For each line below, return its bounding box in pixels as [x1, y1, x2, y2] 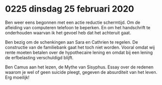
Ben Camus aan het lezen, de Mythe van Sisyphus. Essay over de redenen [5, 64, 154, 70]
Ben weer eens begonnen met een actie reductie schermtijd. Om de [5, 19, 141, 25]
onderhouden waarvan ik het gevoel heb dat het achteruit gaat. [5, 30, 131, 35]
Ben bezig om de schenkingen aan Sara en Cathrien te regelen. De [5, 39, 138, 45]
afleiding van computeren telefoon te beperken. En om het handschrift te [5, 24, 150, 30]
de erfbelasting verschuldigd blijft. [5, 54, 74, 60]
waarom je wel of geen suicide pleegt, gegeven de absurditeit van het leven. [5, 69, 158, 75]
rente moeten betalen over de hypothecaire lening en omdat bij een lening [5, 50, 153, 55]
